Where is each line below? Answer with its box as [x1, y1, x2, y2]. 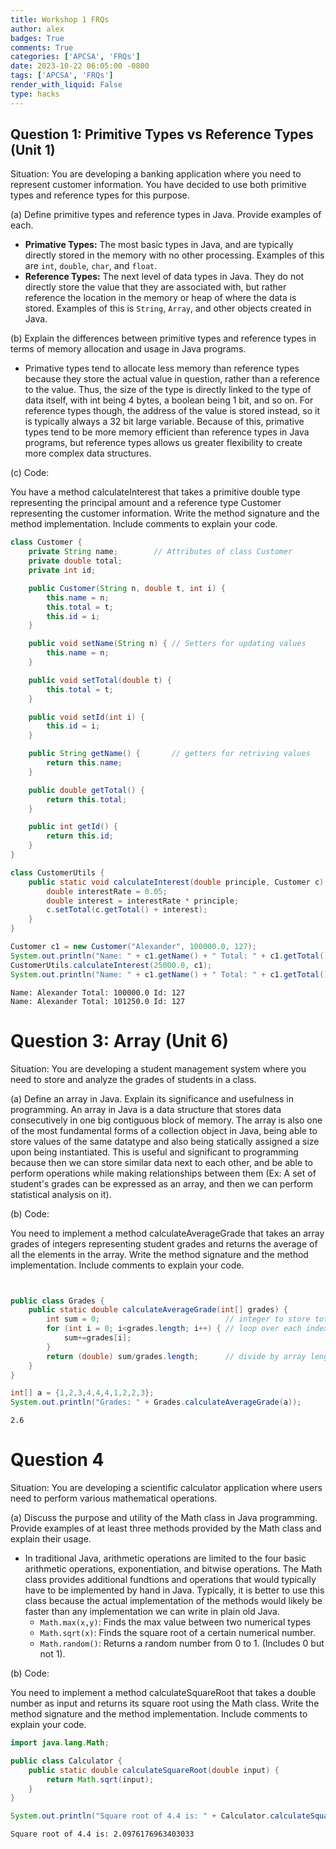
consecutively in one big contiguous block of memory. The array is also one [10, 1114, 323, 1126]
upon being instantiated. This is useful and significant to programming [10, 1146, 299, 1158]
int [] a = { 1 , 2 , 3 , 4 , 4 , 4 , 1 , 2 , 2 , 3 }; [10, 1388, 155, 1398]
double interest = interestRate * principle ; [46, 896, 240, 906]
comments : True [10, 42, 74, 53]
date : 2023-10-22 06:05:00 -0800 [10, 61, 150, 71]
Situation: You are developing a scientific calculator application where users [10, 1482, 323, 1494]
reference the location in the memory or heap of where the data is [24, 292, 297, 304]
